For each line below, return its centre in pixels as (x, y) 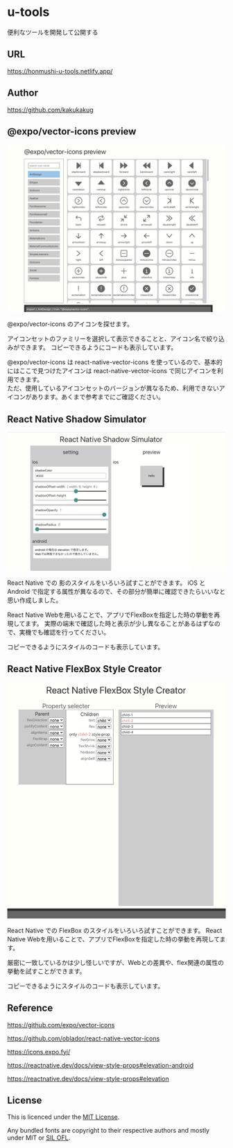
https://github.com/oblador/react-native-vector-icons (84, 1038)
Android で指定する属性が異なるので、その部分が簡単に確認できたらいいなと (116, 591)
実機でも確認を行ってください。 (64, 632)
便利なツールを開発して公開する (53, 32)
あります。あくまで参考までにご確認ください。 (98, 397)
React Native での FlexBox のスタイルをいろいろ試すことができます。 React (115, 930)
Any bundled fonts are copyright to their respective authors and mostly (109, 1131)
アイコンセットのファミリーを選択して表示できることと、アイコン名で (107, 339)
